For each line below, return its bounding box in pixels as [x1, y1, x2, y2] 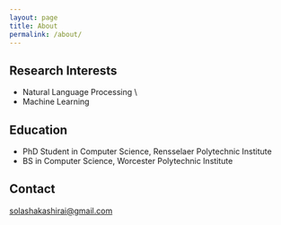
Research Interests [9, 63, 118, 78]
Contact [9, 181, 56, 197]
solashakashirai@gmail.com [9, 205, 113, 216]
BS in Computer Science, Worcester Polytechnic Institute [22, 156, 233, 166]
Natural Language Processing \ [22, 87, 137, 98]
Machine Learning [22, 96, 90, 108]
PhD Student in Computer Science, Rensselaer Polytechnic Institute [22, 146, 272, 157]
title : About [9, 22, 58, 30]
